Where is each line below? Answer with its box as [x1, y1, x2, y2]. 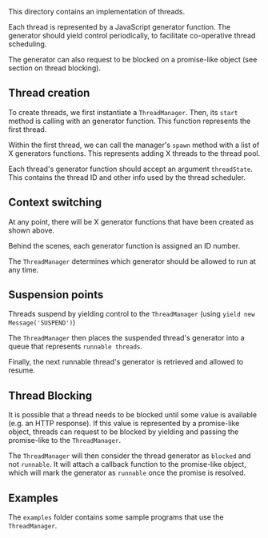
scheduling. [8, 39, 47, 49]
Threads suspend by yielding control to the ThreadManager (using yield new [8, 309, 255, 319]
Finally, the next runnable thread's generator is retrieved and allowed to [8, 357, 244, 367]
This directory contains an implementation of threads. [8, 7, 186, 16]
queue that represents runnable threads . [8, 341, 142, 351]
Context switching [8, 196, 102, 209]
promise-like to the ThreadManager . [8, 436, 122, 445]
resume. [8, 365, 36, 375]
